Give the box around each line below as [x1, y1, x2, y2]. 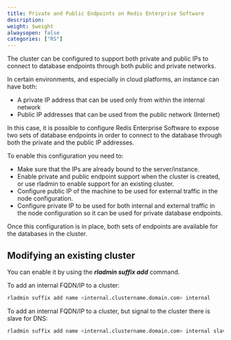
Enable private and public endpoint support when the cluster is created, [16, 173, 221, 181]
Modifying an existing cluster [7, 249, 135, 262]
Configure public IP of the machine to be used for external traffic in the [16, 187, 218, 195]
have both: [7, 83, 38, 91]
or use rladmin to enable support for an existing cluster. [16, 180, 175, 188]
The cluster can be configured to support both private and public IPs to [7, 54, 208, 63]
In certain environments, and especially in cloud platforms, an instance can [7, 75, 220, 83]
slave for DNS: [7, 314, 48, 322]
